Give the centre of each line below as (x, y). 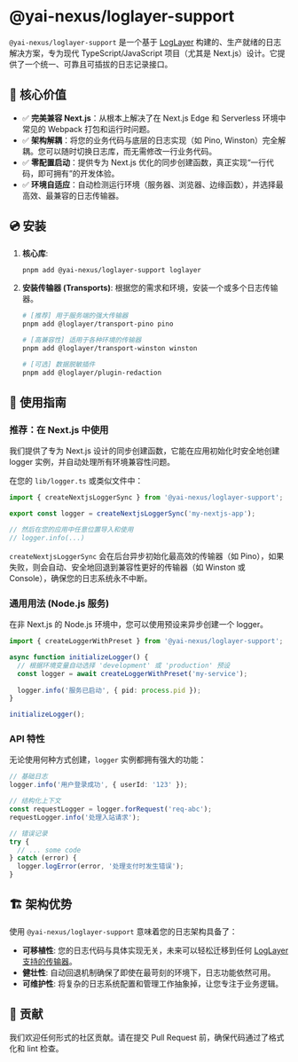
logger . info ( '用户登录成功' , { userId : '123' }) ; (99, 785)
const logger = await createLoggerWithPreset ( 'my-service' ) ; (133, 673)
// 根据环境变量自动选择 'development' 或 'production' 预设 (124, 665)
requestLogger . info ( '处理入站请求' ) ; (75, 817)
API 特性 (27, 739)
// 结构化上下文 (35, 801)
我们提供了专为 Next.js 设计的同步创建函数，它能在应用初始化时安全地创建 (145, 451)
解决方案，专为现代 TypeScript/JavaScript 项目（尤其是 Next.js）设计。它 (143, 53)
